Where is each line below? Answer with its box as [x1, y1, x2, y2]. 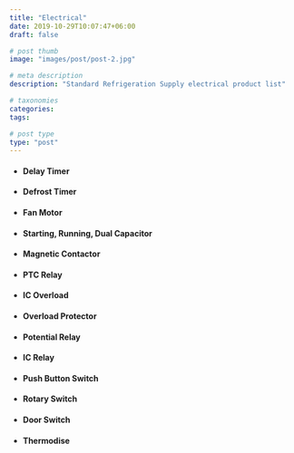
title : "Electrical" [9, 13, 88, 23]
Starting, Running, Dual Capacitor [22, 227, 152, 238]
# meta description [9, 72, 83, 81]
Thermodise [22, 435, 71, 446]
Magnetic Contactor [22, 248, 101, 259]
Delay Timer [22, 165, 70, 177]
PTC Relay [22, 269, 63, 280]
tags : [9, 112, 30, 122]
